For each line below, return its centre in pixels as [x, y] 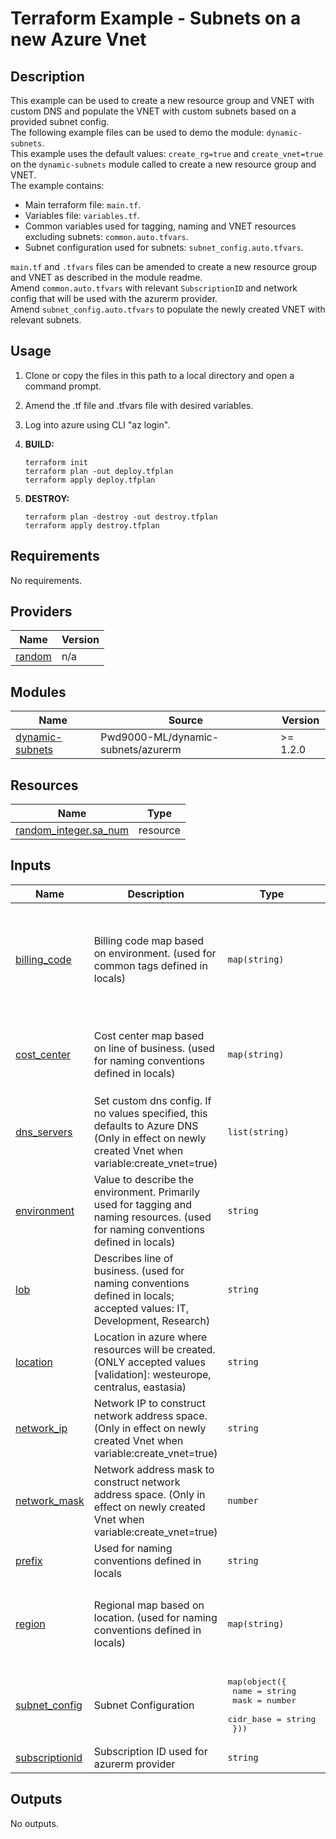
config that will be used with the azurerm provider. [114, 298]
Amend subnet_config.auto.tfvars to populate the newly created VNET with [168, 309]
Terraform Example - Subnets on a [156, 18]
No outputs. [34, 1823]
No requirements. [46, 580]
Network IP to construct [149, 1403]
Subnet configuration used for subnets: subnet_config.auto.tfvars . [164, 247]
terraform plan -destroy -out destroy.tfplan [121, 517]
